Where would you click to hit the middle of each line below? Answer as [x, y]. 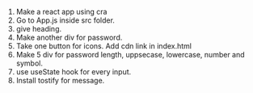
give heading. [39, 29]
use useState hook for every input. [74, 72]
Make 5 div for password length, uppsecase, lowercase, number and [130, 55]
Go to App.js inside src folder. [65, 20]
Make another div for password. [69, 37]
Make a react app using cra [61, 12]
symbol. [29, 63]
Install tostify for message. [60, 80]
